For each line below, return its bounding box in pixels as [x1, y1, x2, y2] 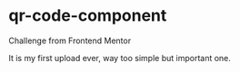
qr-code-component [8, 5, 167, 26]
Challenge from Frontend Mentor [8, 35, 132, 46]
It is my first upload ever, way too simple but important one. [8, 52, 231, 63]
